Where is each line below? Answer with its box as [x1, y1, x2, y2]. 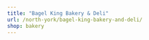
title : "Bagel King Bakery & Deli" [7, 9, 109, 17]
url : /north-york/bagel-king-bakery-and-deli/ [7, 16, 143, 23]
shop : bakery [7, 22, 45, 29]
